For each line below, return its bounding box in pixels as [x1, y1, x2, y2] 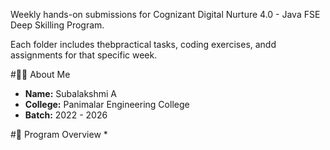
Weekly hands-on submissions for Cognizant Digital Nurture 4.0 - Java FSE [10, 9, 321, 20]
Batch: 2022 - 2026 [24, 109, 108, 121]
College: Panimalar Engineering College [24, 99, 190, 110]
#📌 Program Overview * [10, 129, 108, 140]
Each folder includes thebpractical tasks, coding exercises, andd [10, 39, 277, 50]
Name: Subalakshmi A [24, 88, 118, 99]
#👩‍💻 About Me [10, 69, 71, 80]
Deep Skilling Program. [10, 19, 105, 31]
